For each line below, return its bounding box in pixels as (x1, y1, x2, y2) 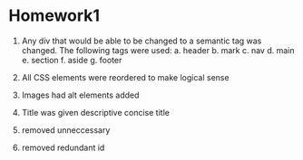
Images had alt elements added (21, 89, 140, 100)
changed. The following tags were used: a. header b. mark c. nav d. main (21, 44, 295, 55)
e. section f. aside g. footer (21, 54, 122, 65)
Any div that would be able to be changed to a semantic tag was (21, 35, 262, 46)
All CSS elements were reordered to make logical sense (21, 71, 230, 82)
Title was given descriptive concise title (21, 107, 170, 118)
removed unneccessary (21, 124, 111, 136)
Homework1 (8, 5, 101, 26)
